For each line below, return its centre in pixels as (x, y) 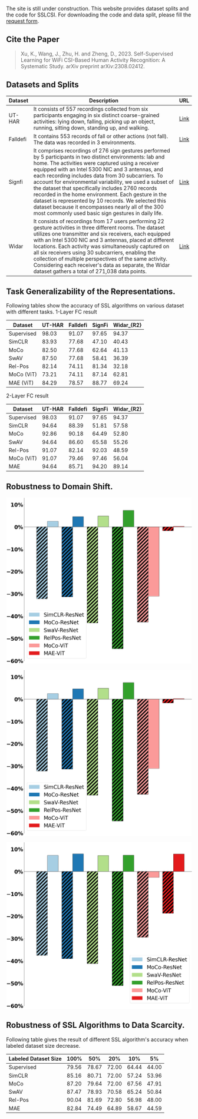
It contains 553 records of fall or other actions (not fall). (101, 136)
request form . (23, 21)
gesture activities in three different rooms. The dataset (99, 228)
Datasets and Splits (43, 85)
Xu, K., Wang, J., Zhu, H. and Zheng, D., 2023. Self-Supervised (97, 54)
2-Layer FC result (27, 396)
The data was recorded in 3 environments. (85, 142)
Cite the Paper (33, 40)
